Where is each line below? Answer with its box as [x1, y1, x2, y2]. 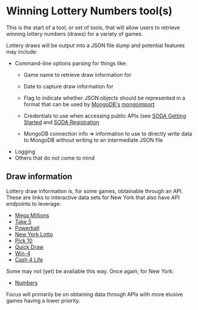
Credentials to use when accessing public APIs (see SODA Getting [23, 112, 186, 119]
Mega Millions [14, 212, 49, 219]
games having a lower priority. [6, 297, 80, 304]
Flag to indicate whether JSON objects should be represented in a [23, 94, 186, 101]
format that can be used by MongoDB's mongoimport [23, 100, 155, 108]
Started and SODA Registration [23, 118, 99, 126]
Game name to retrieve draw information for [23, 71, 132, 78]
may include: [6, 48, 37, 55]
